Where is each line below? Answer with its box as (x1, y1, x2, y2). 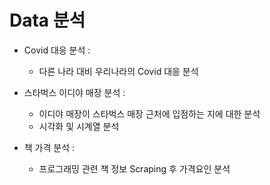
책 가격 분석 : (23, 141, 76, 153)
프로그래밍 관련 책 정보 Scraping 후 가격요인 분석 (38, 162, 231, 175)
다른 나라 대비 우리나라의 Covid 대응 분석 (38, 65, 199, 77)
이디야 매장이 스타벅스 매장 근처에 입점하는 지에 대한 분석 (38, 107, 261, 120)
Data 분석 (9, 9, 86, 32)
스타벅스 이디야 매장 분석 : (23, 86, 126, 98)
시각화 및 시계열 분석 (38, 120, 120, 132)
